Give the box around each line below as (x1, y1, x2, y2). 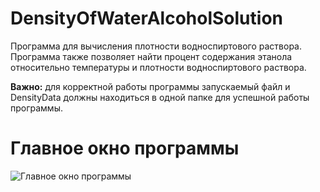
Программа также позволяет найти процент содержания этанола (10, 50, 293, 62)
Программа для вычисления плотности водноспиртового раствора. (10, 40, 302, 52)
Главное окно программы (10, 137, 240, 160)
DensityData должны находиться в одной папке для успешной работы (10, 91, 310, 103)
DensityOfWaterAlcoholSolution (10, 7, 283, 30)
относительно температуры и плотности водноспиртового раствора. (10, 61, 307, 73)
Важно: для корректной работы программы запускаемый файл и (10, 80, 291, 92)
